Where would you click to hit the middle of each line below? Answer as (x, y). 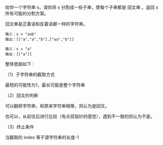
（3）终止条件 (20, 127)
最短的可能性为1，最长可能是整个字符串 (45, 85)
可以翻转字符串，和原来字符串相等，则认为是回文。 (57, 106)
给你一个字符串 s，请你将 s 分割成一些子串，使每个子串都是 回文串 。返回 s (82, 7)
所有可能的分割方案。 (27, 13)
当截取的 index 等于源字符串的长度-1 (42, 137)
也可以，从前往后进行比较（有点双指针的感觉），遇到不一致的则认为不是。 (80, 116)
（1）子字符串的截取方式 (30, 74)
